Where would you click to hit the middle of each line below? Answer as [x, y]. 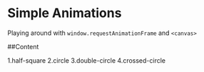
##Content [23, 46]
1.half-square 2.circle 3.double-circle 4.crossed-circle [87, 60]
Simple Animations [65, 13]
